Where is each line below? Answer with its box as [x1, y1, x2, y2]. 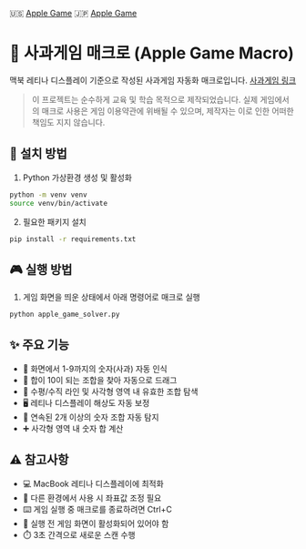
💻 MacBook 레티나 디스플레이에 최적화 [22, 478, 164, 489]
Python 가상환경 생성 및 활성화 [22, 172, 132, 183]
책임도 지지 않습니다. [31, 117, 106, 127]
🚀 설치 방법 [9, 146, 68, 162]
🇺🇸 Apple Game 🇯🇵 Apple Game [9, 8, 138, 18]
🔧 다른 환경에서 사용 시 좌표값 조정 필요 [22, 492, 162, 503]
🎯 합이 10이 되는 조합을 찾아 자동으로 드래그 [22, 374, 178, 385]
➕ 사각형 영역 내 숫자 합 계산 [22, 422, 124, 433]
